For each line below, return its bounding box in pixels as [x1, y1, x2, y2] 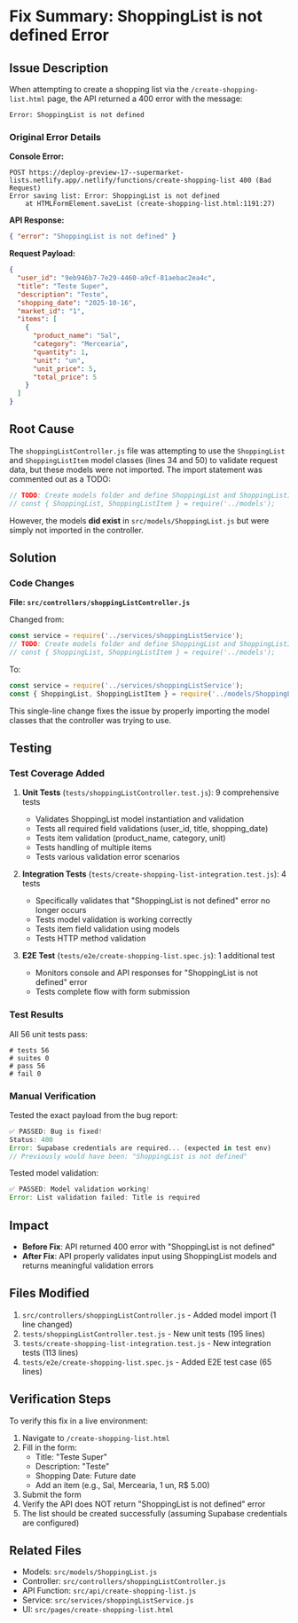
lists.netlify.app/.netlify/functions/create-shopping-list [9, 176, 237, 185]
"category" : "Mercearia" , [32, 340, 129, 349]
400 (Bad [239, 176, 272, 185]
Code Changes [9, 577, 75, 589]
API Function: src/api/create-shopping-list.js [21, 1586, 197, 1596]
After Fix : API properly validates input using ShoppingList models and [21, 1251, 278, 1262]
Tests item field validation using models [35, 924, 180, 934]
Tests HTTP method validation [35, 934, 146, 944]
